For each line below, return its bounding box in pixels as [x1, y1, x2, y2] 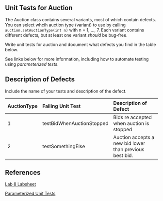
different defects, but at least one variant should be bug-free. [5, 32, 128, 38]
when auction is [113, 120, 149, 126]
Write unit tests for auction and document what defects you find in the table [5, 41, 156, 47]
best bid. [113, 152, 133, 159]
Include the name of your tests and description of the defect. [5, 88, 127, 94]
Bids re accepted [113, 114, 152, 121]
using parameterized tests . [5, 61, 59, 67]
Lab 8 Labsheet [5, 181, 36, 187]
